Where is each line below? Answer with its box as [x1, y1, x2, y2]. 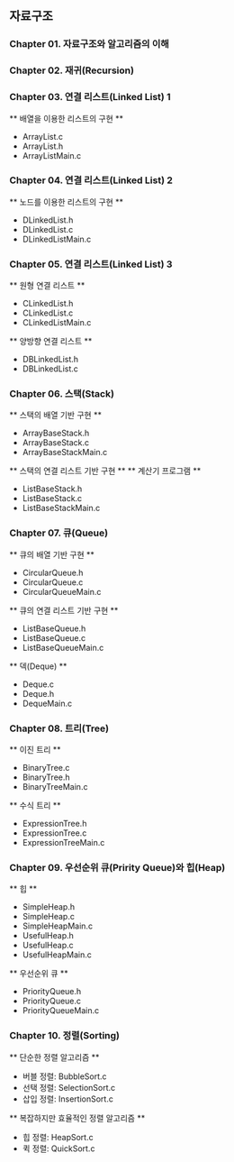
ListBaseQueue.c [22, 632, 86, 643]
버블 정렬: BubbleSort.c [22, 1071, 107, 1082]
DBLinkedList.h [22, 354, 79, 365]
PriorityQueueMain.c [22, 1005, 100, 1016]
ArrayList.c [22, 131, 64, 142]
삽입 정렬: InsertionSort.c [22, 1093, 114, 1104]
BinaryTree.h [22, 772, 70, 782]
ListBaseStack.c [22, 493, 83, 504]
